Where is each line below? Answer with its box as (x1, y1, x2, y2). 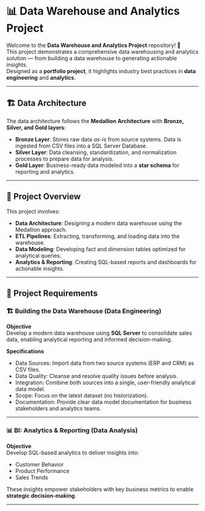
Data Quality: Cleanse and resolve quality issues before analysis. (15, 373, 178, 380)
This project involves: (6, 207, 60, 215)
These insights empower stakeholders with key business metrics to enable (6, 485, 194, 493)
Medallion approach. (15, 226, 67, 233)
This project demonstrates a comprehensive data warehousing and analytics (6, 48, 199, 55)
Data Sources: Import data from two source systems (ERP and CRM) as (15, 360, 194, 367)
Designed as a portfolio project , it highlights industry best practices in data (6, 67, 196, 74)
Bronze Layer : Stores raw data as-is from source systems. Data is (15, 135, 182, 143)
